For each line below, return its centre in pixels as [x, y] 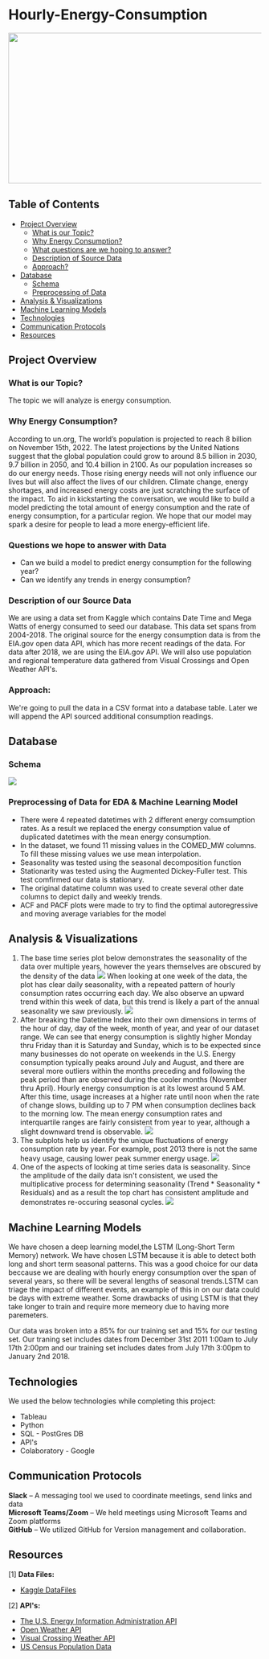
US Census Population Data [66, 1646]
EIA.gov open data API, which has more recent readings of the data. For [127, 644]
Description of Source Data [77, 258]
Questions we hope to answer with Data [88, 545]
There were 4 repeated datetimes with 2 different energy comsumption [137, 819]
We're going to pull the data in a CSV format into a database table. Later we [133, 707]
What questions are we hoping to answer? [102, 249]
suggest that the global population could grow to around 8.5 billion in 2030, [133, 456]
